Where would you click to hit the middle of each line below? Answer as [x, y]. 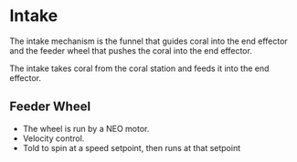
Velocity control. [53, 138]
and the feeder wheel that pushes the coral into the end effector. [131, 50]
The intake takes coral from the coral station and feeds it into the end [139, 68]
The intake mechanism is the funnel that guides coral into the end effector [148, 41]
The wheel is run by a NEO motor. [86, 128]
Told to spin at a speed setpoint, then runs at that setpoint [131, 147]
